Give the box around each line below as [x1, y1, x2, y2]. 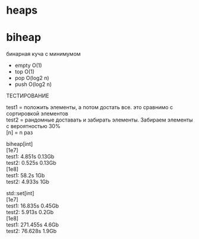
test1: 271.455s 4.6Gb [6, 221, 59, 228]
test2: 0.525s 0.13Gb [6, 160, 56, 167]
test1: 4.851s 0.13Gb [6, 153, 55, 160]
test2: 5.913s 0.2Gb [6, 209, 54, 216]
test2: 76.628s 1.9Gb [6, 228, 57, 235]
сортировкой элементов [6, 110, 68, 117]
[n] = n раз [6, 129, 33, 136]
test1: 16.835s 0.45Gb [6, 202, 59, 209]
